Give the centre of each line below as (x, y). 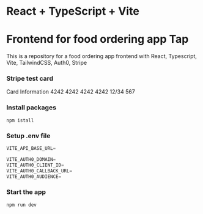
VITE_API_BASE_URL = (31, 149)
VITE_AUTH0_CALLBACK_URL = (39, 171)
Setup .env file (28, 136)
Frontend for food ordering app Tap (98, 39)
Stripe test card (30, 79)
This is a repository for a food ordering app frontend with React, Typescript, (102, 56)
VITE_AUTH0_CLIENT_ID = (35, 165)
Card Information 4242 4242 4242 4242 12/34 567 (71, 92)
